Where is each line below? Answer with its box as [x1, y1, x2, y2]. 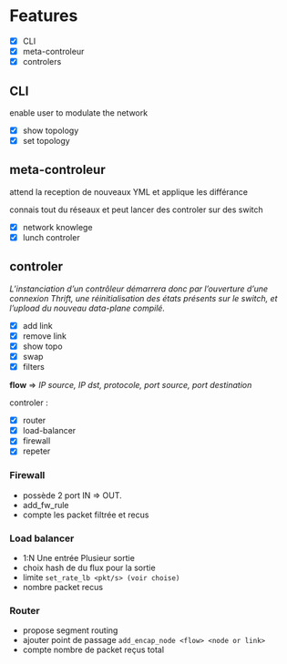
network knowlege [22, 221, 93, 232]
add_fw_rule [22, 499, 69, 510]
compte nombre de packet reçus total [22, 644, 165, 656]
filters [22, 362, 46, 373]
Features [9, 5, 78, 26]
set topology [22, 136, 70, 146]
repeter [22, 445, 51, 456]
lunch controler [22, 231, 80, 242]
